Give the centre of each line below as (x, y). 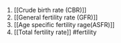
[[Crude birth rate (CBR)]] (50, 10)
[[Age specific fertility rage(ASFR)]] (64, 25)
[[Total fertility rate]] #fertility (55, 32)
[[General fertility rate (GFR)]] (56, 17)
